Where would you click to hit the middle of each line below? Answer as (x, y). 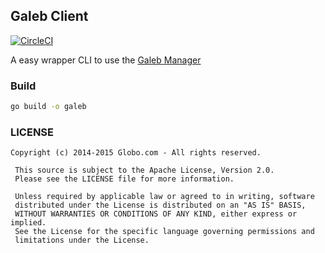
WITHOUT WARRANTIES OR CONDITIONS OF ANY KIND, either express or (156, 214)
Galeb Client (49, 16)
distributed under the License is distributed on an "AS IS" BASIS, (160, 205)
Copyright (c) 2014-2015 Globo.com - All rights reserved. (136, 153)
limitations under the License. (82, 240)
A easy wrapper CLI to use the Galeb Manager (106, 60)
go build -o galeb (48, 107)
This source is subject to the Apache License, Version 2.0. (144, 170)
